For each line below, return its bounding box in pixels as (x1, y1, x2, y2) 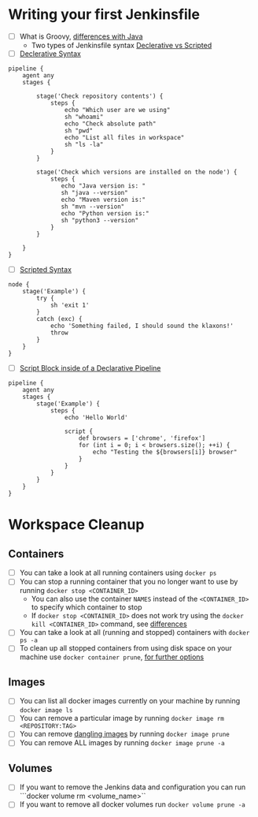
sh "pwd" (64, 127, 93, 135)
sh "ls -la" (64, 140, 104, 149)
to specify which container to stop (31, 602, 142, 612)
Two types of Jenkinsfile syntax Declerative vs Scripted (31, 41, 212, 50)
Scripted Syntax (19, 265, 72, 274)
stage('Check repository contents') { (36, 92, 164, 100)
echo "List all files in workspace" (64, 134, 185, 142)
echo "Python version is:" (61, 210, 149, 218)
